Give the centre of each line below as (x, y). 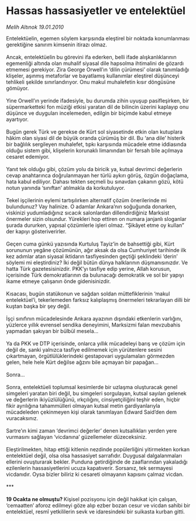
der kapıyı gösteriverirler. (36, 231)
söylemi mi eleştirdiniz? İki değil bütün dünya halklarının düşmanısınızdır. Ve (97, 263)
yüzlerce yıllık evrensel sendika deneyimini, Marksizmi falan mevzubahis (93, 325)
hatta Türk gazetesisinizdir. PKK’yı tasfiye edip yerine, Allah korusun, (89, 268)
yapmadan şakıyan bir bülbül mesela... (52, 331)
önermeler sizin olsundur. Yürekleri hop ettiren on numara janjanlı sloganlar (96, 219)
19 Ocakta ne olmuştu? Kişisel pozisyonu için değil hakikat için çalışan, (92, 499)
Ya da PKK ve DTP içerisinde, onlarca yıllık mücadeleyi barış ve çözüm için (96, 343)
